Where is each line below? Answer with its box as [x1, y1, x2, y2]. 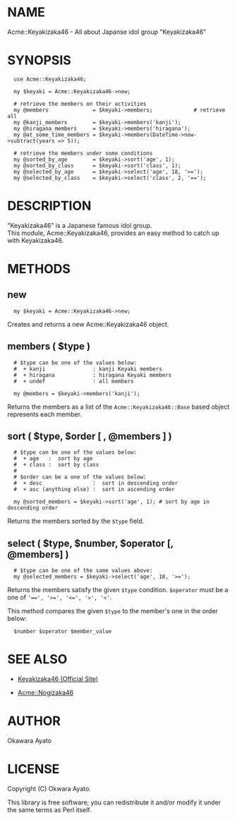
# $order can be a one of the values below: [13, 474, 147, 481]
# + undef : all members [13, 378, 134, 385]
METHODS [7, 261, 71, 277]
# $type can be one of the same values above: [13, 567, 153, 574]
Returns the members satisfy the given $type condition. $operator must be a [7, 586, 229, 594]
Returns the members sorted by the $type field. [7, 517, 145, 526]
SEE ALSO [7, 651, 68, 668]
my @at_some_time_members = [13, 131, 97, 138]
